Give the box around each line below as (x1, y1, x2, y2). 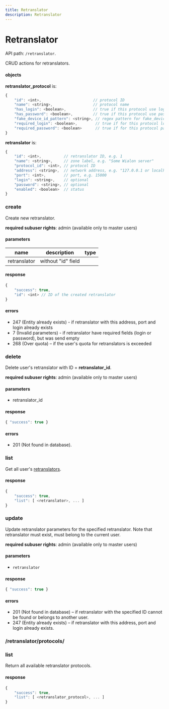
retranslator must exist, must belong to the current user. (5, 531, 121, 537)
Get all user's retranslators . (5, 466, 61, 472)
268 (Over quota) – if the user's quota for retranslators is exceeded (12, 340, 152, 346)
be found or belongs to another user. (12, 614, 89, 621)
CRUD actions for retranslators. (5, 60, 70, 66)
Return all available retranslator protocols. (5, 663, 92, 669)
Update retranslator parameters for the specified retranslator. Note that (5, 526, 152, 532)
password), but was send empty (12, 335, 79, 341)
